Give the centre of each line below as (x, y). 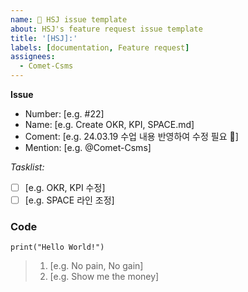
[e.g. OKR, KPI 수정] (65, 187)
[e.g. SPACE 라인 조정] (69, 200)
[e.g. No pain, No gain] (96, 266)
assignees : (33, 57)
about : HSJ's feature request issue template (106, 29)
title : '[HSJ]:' (44, 38)
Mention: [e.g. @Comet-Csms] (88, 147)
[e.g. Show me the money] (104, 277)
